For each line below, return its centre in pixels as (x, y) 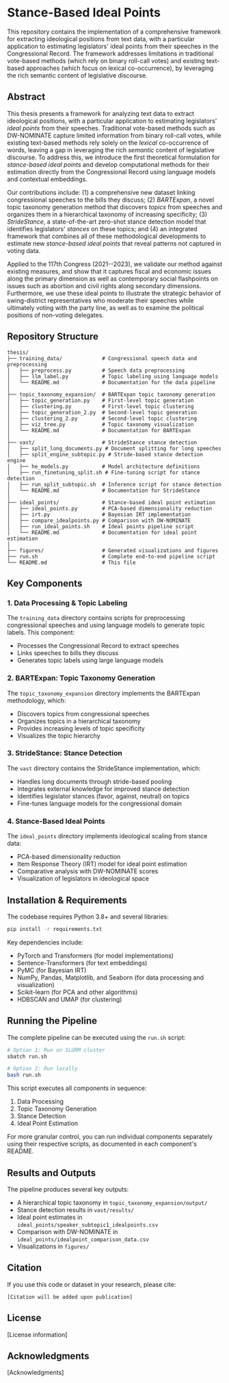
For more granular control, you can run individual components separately (110, 1137)
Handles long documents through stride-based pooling (94, 781)
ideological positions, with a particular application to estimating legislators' (112, 121)
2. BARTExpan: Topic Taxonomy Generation (81, 678)
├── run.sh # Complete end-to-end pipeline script (111, 556)
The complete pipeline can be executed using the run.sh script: (96, 1037)
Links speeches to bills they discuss (68, 653)
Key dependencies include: (45, 942)
